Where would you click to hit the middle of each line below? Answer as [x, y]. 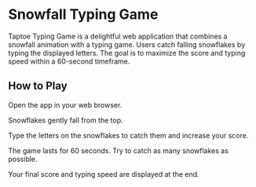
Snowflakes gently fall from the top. [66, 120]
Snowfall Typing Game [83, 15]
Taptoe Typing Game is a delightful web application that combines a [118, 36]
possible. [23, 159]
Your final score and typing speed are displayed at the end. [104, 174]
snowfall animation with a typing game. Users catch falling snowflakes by [127, 44]
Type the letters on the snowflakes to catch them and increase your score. [128, 135]
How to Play [38, 86]
